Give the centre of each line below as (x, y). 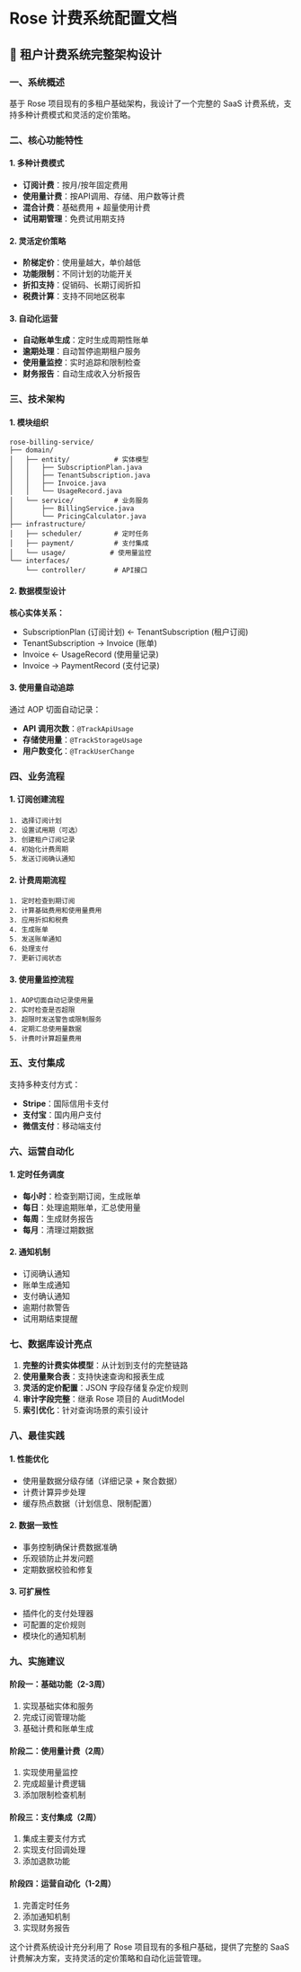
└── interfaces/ (40, 561)
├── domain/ (31, 450)
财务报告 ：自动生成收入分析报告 (81, 374)
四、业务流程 (37, 776)
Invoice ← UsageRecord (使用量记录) (90, 654)
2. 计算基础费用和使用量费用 (56, 911)
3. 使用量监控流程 (42, 979)
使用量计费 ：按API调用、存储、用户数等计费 (104, 196)
